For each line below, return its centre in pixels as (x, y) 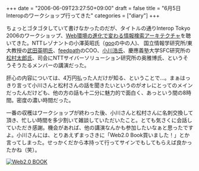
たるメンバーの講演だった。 (56, 65)
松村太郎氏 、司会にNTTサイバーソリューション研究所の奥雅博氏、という (95, 58)
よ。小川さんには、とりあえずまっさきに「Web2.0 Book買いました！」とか (98, 135)
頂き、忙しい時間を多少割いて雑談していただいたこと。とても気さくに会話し (99, 120)
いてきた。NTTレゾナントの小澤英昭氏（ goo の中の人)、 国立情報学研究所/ (97, 43)
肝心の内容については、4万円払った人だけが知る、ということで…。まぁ (93, 78)
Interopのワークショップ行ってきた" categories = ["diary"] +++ (83, 15)
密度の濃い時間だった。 (45, 100)
